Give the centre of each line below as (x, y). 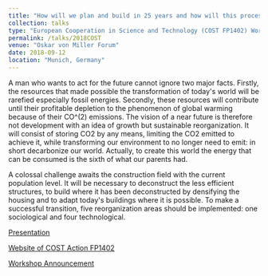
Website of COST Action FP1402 (62, 247)
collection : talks (39, 23)
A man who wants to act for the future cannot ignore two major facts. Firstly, (134, 83)
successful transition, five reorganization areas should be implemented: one (133, 208)
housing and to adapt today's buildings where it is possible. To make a (124, 199)
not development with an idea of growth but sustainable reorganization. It (129, 125)
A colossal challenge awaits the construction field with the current (117, 174)
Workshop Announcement (51, 263)
